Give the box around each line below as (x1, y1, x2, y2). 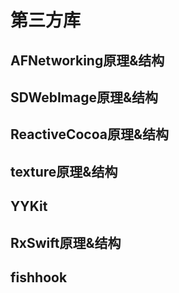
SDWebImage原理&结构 (10, 89, 159, 106)
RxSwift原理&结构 (10, 234, 122, 251)
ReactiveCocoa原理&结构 (10, 126, 170, 143)
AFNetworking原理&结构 (10, 52, 165, 69)
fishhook (10, 269, 68, 286)
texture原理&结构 (10, 163, 118, 180)
